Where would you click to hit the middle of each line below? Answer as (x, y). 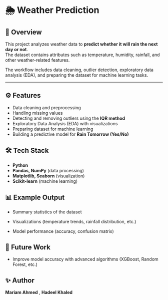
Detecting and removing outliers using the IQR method (69, 118)
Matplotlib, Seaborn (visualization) (48, 176)
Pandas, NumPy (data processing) (48, 170)
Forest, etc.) (25, 264)
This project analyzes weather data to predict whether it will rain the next (81, 44)
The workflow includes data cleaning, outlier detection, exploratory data (79, 70)
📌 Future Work (28, 247)
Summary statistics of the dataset (47, 212)
